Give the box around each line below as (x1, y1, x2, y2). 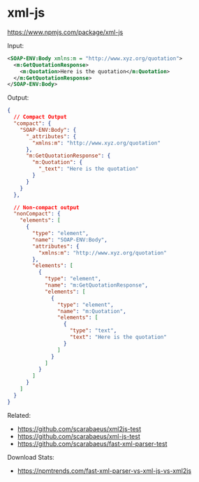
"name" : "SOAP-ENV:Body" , (32, 236, 108, 243)
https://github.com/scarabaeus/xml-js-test (17, 432, 141, 440)
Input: (7, 41, 24, 50)
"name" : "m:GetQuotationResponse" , (44, 282, 149, 289)
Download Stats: (7, 453, 54, 461)
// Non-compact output (13, 204, 80, 211)
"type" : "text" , (69, 327, 117, 334)
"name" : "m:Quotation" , (57, 308, 127, 315)
